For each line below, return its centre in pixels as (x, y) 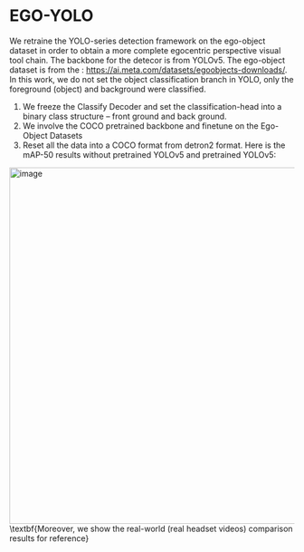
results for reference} (49, 538)
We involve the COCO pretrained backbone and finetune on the (141, 126)
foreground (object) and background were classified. (108, 89)
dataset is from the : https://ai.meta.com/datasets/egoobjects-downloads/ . (148, 70)
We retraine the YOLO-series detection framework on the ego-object (138, 41)
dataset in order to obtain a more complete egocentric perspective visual (145, 50)
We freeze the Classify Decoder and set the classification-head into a (152, 106)
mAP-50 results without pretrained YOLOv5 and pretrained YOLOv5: (149, 154)
